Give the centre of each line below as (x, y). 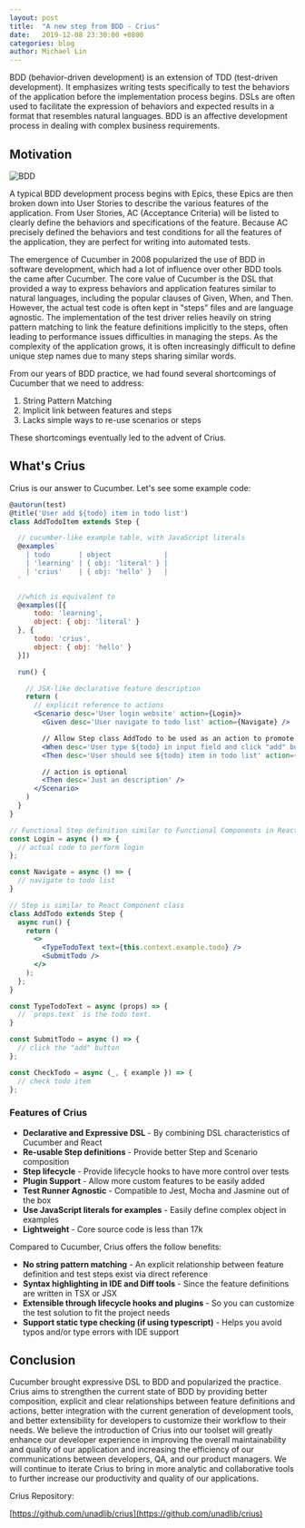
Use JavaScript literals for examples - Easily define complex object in (154, 1209)
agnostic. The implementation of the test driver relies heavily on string (141, 317)
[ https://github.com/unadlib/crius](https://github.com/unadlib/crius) (136, 1513)
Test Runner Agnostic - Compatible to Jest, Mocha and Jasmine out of (156, 1190)
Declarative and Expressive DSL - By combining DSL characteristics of (156, 1132)
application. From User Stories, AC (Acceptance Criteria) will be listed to (144, 212)
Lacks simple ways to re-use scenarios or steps (112, 419)
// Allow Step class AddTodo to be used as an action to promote (168, 738)
